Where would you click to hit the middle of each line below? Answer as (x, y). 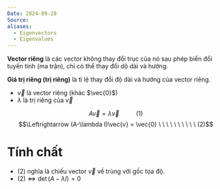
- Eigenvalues (33, 39)
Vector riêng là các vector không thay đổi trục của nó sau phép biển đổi (110, 59)
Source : (18, 20)
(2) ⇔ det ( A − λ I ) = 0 (49, 179)
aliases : (20, 26)
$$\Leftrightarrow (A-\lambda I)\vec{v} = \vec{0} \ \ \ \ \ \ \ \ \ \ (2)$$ (116, 124)
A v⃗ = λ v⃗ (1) (116, 114)
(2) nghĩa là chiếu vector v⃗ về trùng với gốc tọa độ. (91, 171)
